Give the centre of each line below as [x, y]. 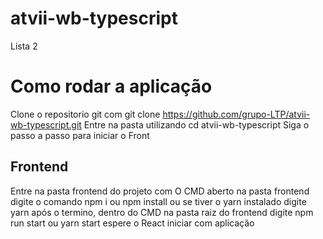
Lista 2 [24, 46]
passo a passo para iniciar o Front [80, 135]
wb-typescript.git [46, 124]
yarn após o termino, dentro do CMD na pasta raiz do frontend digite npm [162, 212]
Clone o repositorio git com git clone [85, 114]
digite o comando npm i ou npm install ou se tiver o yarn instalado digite [158, 201]
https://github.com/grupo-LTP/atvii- [236, 114]
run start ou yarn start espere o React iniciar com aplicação [132, 223]
